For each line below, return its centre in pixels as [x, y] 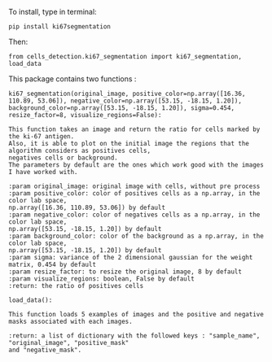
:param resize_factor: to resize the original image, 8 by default [125, 272]
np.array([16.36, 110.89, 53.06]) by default [87, 207]
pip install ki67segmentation [60, 27]
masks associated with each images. [70, 321]
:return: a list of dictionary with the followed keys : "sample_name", [134, 336]
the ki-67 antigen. [42, 137]
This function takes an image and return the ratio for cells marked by [134, 129]
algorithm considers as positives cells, [80, 150]
